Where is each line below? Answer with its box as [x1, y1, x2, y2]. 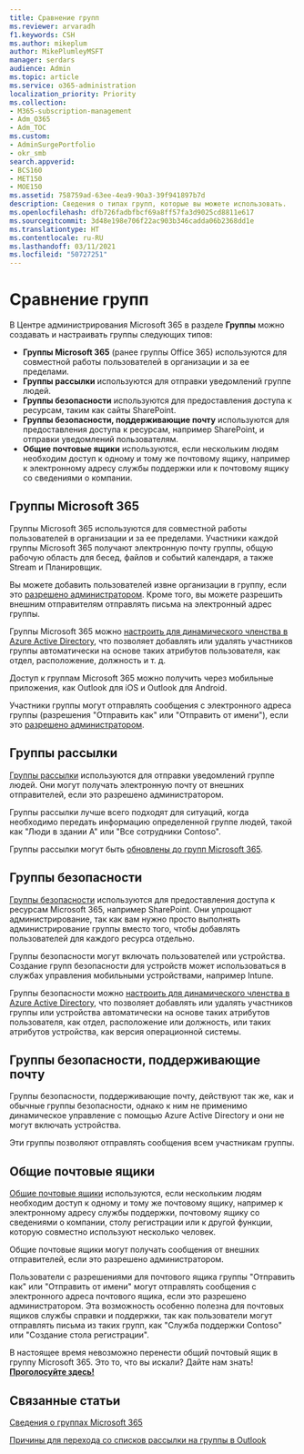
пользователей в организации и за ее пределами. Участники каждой [9, 532, 279, 543]
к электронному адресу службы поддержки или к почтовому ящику [22, 463, 289, 474]
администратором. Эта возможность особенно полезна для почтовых [9, 1300, 285, 1311]
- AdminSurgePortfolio [9, 140, 96, 149]
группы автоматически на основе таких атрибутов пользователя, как [9, 645, 280, 656]
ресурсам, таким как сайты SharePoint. [22, 405, 177, 416]
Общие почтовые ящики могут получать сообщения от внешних [9, 1244, 259, 1256]
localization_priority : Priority [9, 89, 137, 98]
